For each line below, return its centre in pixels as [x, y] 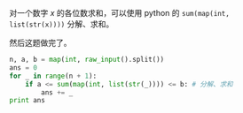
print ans [27, 101]
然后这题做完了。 [40, 43]
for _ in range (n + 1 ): [53, 76]
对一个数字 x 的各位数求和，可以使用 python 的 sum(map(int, [120, 13]
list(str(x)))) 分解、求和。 [62, 24]
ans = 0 [24, 68]
